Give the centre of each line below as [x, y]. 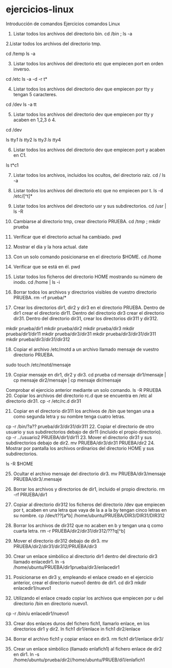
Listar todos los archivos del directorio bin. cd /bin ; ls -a [73, 33]
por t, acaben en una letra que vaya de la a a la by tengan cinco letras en [90, 510]
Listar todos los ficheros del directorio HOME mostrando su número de [88, 277]
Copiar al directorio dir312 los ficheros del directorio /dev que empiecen [89, 504]
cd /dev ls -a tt [21, 104]
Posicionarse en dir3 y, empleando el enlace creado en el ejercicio [83, 577]
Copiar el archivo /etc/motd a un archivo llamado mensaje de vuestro [86, 349]
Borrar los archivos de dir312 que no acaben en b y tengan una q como [88, 525]
